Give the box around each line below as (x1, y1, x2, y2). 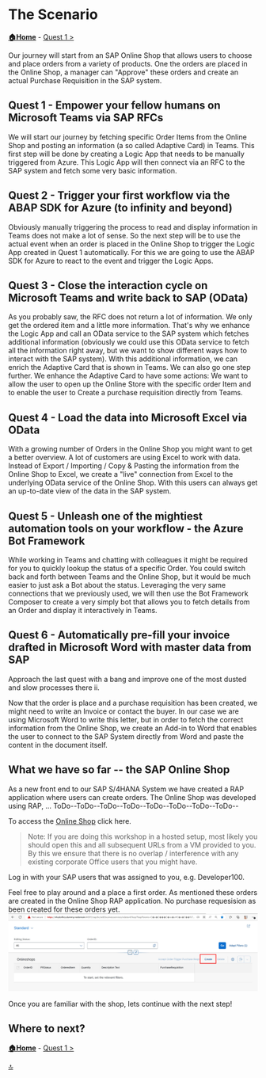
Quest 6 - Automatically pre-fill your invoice (8, 628, 230, 642)
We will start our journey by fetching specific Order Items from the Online (8, 132, 247, 142)
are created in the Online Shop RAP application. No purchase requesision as (8, 896, 256, 905)
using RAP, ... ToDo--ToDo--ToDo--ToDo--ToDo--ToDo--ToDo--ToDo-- (8, 801, 239, 810)
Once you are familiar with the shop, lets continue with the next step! (8, 999, 233, 1008)
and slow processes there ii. (8, 683, 101, 692)
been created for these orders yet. (8, 905, 120, 914)
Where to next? (8, 1022, 85, 1035)
